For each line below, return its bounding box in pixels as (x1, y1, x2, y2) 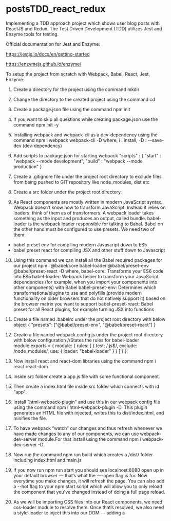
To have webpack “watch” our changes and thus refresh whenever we (13, 425, 162, 431)
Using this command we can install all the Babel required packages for (13, 257, 163, 263)
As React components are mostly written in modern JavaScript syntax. (13, 199, 163, 205)
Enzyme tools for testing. (6, 31, 59, 37)
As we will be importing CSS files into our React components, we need (13, 498, 163, 505)
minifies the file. (13, 415, 48, 421)
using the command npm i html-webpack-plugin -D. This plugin (13, 404, 148, 410)
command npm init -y (13, 121, 59, 128)
